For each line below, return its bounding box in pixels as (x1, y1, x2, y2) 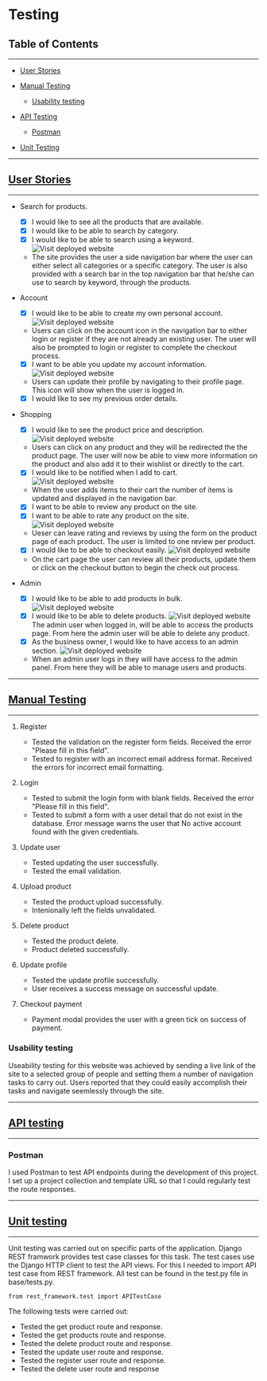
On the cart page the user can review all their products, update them (31, 554, 257, 564)
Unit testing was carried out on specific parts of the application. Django (8, 1243, 242, 1252)
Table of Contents (8, 37, 99, 51)
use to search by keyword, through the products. (31, 278, 192, 287)
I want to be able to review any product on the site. (31, 502, 199, 511)
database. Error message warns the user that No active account (31, 818, 242, 827)
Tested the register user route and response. (19, 1356, 167, 1365)
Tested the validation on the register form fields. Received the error (31, 737, 252, 746)
